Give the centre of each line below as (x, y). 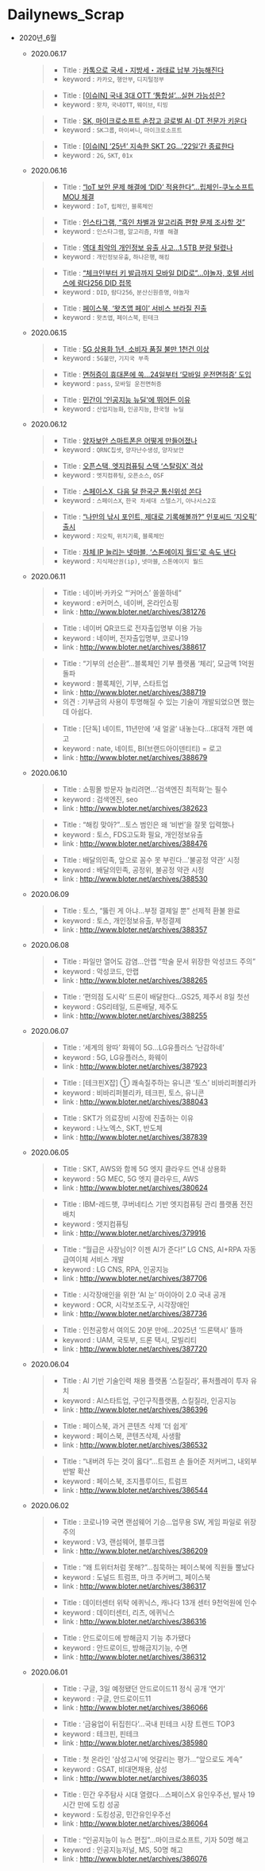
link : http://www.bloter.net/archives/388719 (134, 692)
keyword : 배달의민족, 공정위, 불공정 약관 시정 (133, 870)
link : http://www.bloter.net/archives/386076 (135, 1858)
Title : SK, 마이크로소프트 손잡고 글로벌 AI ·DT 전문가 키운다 (155, 120)
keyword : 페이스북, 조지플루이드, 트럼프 (125, 1481)
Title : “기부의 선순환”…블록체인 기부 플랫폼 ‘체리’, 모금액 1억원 (158, 663)
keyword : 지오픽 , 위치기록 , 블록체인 (113, 536)
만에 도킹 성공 (99, 1804)
